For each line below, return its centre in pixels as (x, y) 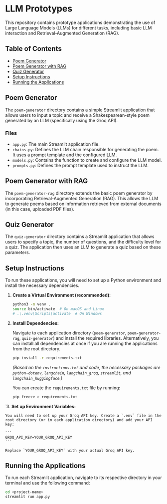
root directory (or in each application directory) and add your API (79, 420)
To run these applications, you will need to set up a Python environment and (83, 280)
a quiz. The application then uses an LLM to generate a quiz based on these (83, 247)
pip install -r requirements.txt (47, 358)
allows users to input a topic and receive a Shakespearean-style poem (77, 115)
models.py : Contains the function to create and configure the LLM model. (87, 160)
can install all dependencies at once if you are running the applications (85, 343)
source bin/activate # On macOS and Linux (58, 309)
